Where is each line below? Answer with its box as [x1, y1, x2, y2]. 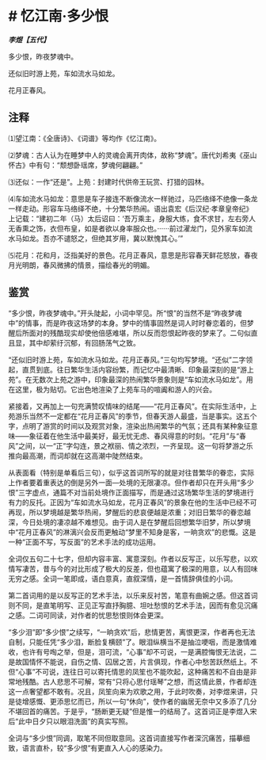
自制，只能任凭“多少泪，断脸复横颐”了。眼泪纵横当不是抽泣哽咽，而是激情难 [8, 637, 257, 647]
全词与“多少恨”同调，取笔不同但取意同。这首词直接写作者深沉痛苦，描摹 [8, 733, 244, 743]
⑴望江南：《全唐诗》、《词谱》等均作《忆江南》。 [8, 133, 161, 143]
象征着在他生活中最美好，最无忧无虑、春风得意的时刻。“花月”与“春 [28, 431, 247, 441]
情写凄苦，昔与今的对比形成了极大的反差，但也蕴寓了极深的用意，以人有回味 [8, 563, 258, 573]
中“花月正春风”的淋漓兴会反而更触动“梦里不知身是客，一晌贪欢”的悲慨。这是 [8, 527, 256, 537]
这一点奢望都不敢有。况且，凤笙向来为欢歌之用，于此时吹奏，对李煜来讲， [8, 686, 251, 696]
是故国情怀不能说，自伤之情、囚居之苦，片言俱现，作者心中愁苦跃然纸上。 [8, 657, 251, 666]
